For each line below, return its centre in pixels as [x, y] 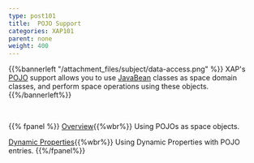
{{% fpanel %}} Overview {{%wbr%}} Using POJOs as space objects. [124, 127]
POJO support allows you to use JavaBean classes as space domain [123, 78]
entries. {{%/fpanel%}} [47, 151]
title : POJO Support [45, 24]
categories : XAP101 [41, 31]
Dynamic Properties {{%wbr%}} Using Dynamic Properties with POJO [125, 142]
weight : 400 [28, 46]
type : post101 [32, 16]
